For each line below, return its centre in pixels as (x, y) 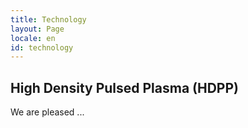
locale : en (33, 38)
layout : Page (37, 29)
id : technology (42, 47)
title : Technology (48, 19)
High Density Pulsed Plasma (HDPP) (124, 87)
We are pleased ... (47, 112)
